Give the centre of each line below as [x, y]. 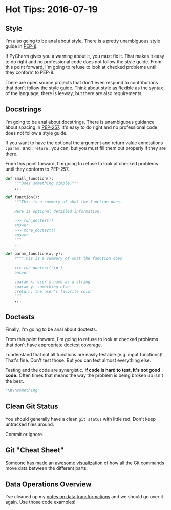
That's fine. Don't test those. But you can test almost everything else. [78, 360]
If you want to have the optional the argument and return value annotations [84, 143]
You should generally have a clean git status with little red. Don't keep [81, 419]
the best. [15, 381]
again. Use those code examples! [40, 502]
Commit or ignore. [24, 434]
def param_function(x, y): [34, 254]
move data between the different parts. [47, 468]
